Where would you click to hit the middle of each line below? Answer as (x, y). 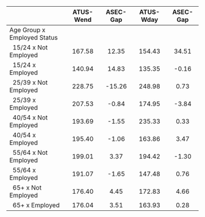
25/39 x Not (30, 83)
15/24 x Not (30, 47)
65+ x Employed (36, 205)
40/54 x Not (30, 117)
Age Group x (27, 30)
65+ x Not (27, 187)
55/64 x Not (30, 153)
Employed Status (34, 37)
